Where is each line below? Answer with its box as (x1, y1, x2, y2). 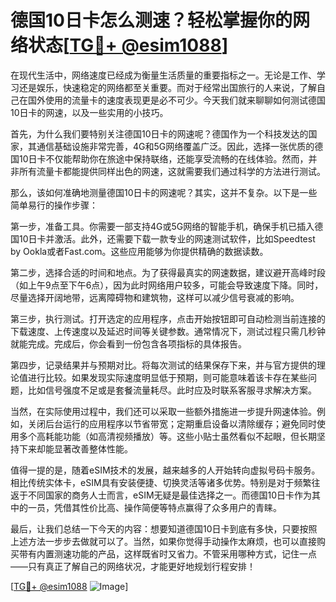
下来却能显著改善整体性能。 (18, 442, 133, 455)
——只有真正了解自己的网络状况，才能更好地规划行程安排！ (10, 560, 256, 572)
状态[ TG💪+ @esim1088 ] (28, 34, 229, 57)
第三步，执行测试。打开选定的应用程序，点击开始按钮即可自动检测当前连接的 (10, 312, 326, 325)
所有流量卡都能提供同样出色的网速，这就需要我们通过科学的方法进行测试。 (18, 165, 326, 177)
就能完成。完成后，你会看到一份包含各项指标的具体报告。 (10, 337, 247, 350)
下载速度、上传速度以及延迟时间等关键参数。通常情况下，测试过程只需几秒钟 (10, 325, 326, 337)
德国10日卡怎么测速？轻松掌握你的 (10, 9, 293, 32)
